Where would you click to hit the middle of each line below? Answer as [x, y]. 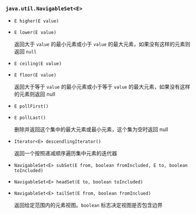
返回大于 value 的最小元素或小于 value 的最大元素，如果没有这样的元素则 [102, 44]
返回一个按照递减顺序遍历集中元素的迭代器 [65, 153]
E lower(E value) [35, 33]
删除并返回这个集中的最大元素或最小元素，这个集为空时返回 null [91, 129]
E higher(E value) [36, 21]
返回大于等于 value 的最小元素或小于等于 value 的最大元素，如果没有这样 [102, 87]
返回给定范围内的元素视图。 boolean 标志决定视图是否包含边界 [88, 205]
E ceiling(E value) [38, 64]
